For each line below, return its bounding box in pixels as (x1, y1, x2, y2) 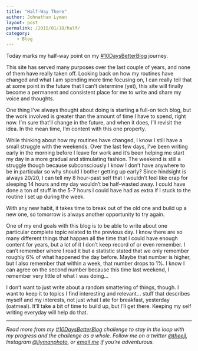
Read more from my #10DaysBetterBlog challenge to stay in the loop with (6, 326, 184, 333)
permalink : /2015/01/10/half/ (6, 25, 81, 31)
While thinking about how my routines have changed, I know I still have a (6, 137, 183, 143)
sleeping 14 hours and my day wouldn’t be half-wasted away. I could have (6, 181, 186, 188)
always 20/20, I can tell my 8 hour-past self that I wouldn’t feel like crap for (6, 175, 189, 181)
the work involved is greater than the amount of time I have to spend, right (6, 113, 186, 120)
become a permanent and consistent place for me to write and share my (6, 89, 181, 96)
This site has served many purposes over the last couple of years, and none (6, 64, 190, 71)
